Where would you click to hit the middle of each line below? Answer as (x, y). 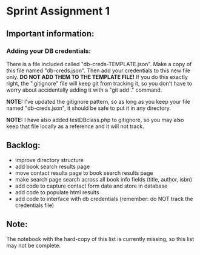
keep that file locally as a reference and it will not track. (75, 126)
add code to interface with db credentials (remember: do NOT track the (104, 199)
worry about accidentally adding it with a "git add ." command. (84, 90)
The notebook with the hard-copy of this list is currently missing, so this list (100, 239)
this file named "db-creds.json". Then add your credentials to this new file (98, 70)
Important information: (50, 34)
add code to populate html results (57, 192)
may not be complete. (34, 245)
